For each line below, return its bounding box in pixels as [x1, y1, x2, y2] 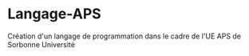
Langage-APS [7, 5, 101, 23]
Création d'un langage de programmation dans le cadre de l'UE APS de [7, 31, 241, 41]
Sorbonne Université [7, 39, 75, 49]
